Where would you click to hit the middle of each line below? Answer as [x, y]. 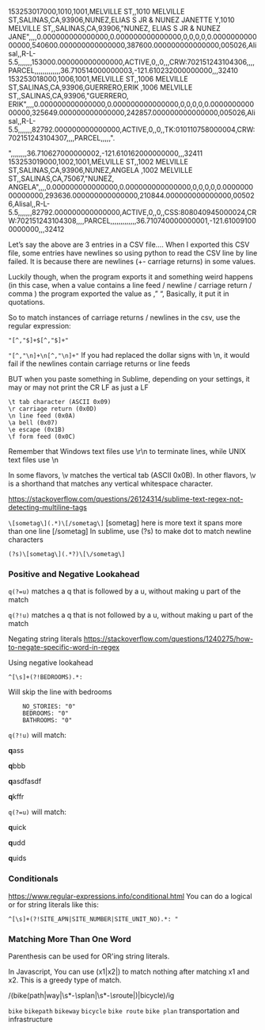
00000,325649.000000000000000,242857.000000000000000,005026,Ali [132, 113]
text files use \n [34, 460]
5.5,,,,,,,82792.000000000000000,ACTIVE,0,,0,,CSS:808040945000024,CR [132, 212]
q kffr [16, 797]
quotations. [26, 302]
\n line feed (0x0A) [42, 416]
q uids [17, 858]
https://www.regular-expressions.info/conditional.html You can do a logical [130, 896]
